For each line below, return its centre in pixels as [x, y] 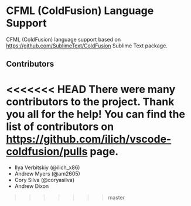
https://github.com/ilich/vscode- [89, 139]
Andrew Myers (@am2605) [47, 174]
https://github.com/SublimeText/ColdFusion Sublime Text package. [87, 46]
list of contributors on [60, 126]
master [116, 198]
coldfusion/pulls [47, 151]
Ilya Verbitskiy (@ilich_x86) [47, 167]
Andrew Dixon [32, 186]
